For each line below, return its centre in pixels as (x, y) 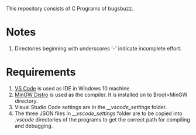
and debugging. (34, 126)
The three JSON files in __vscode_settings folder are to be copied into (98, 113)
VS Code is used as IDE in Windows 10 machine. (73, 88)
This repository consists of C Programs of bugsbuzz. (70, 9)
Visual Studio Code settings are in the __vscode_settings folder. (91, 107)
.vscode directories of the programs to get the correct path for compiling (102, 119)
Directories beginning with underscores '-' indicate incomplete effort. (98, 48)
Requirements (41, 72)
